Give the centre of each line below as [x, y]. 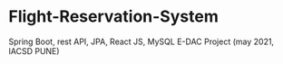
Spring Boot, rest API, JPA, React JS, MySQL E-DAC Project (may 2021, [141, 41]
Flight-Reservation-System [113, 17]
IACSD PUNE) [34, 50]
